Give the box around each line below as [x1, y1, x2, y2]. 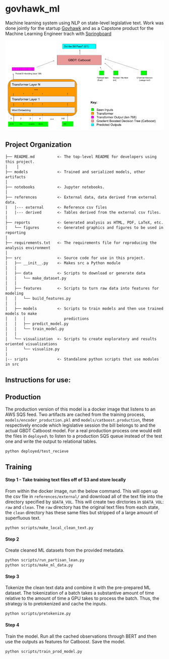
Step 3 [5, 573, 19, 580]
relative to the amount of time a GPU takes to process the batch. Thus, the [5, 595, 160, 601]
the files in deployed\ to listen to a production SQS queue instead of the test [5, 433, 162, 439]
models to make [5, 311, 37, 316]
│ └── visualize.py [5, 347, 60, 352]
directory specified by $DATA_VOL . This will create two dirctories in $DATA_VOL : [5, 499, 164, 505]
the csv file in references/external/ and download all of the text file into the [5, 493, 163, 500]
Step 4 [5, 622, 20, 628]
